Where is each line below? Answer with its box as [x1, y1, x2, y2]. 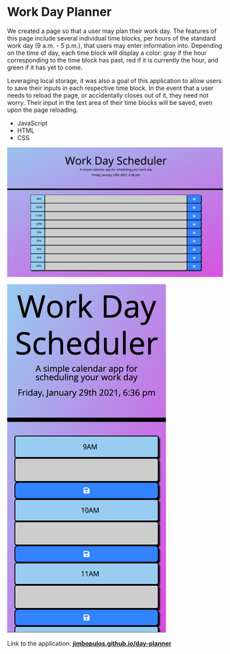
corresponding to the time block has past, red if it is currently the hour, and [7, 56, 219, 64]
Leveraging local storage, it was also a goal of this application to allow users [7, 76, 222, 84]
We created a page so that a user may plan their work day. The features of [7, 27, 217, 35]
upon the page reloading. [7, 106, 79, 114]
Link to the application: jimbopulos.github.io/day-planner [7, 639, 172, 647]
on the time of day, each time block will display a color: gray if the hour [7, 49, 207, 57]
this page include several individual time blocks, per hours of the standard [7, 34, 216, 42]
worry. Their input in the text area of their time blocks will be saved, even [7, 98, 213, 106]
